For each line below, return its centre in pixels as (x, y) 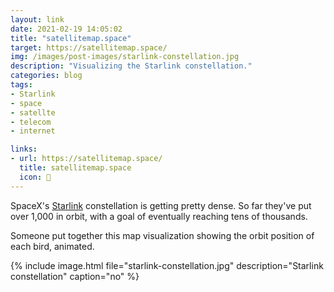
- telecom (31, 122)
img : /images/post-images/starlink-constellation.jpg (125, 57)
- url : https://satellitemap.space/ (86, 159)
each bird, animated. (52, 246)
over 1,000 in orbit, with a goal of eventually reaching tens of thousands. (159, 216)
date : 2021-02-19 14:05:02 (66, 29)
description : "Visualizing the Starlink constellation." (131, 66)
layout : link (37, 19)
